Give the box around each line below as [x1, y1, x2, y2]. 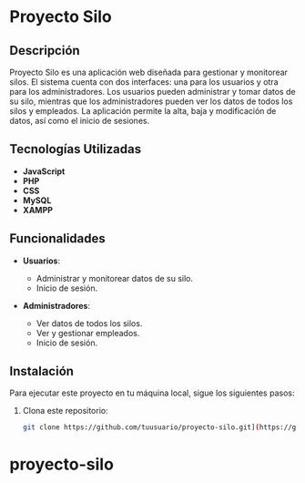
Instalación [9, 364, 75, 379]
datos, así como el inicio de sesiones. [9, 116, 150, 126]
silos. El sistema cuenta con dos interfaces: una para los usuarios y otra [9, 77, 280, 87]
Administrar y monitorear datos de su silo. [36, 272, 194, 283]
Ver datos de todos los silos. [36, 317, 143, 329]
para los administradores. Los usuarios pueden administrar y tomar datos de [9, 87, 296, 97]
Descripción [9, 43, 80, 58]
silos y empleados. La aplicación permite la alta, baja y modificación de [9, 106, 277, 116]
